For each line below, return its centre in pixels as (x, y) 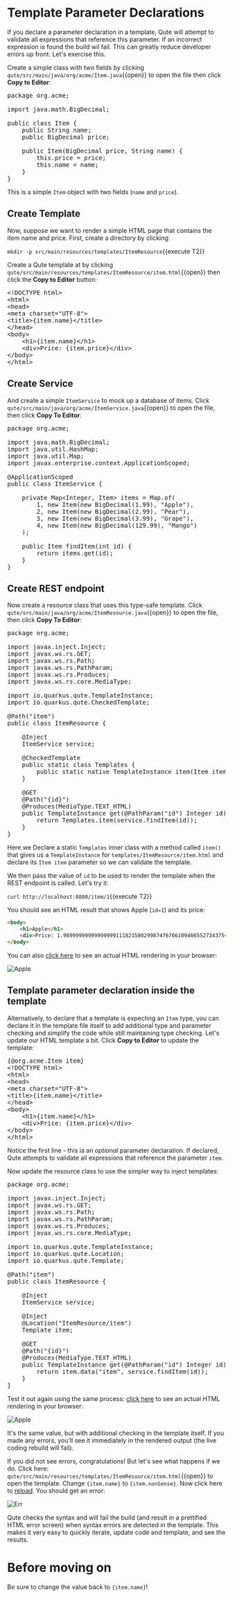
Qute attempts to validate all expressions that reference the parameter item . (115, 1158)
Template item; (48, 1330)
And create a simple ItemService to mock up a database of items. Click (109, 400)
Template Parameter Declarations (106, 13)
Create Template (44, 214)
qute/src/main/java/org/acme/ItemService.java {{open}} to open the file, (111, 408)
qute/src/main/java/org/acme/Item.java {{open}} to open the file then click (114, 75)
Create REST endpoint (56, 588)
